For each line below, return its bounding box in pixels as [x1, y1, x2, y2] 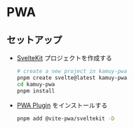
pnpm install [16, 87, 55, 95]
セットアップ [6, 34, 62, 46]
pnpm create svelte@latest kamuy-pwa [16, 74, 128, 81]
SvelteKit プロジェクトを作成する [16, 54, 113, 62]
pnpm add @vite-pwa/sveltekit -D [16, 115, 115, 122]
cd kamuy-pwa [16, 81, 55, 88]
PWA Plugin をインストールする [16, 101, 108, 109]
